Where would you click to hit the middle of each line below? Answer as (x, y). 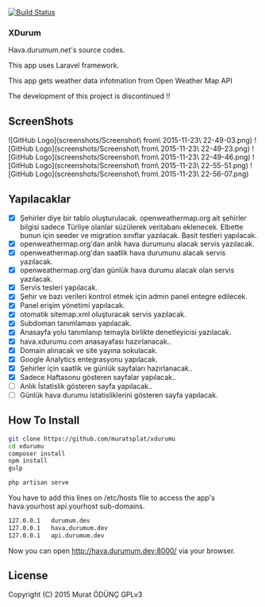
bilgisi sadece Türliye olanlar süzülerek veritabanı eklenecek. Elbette (131, 227)
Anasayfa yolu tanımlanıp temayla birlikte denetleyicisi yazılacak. (125, 332)
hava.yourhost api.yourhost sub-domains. (77, 506)
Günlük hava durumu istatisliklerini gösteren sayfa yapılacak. (119, 395)
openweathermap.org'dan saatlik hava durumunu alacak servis (123, 253)
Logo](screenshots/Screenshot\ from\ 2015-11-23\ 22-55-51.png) (142, 166)
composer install (37, 453)
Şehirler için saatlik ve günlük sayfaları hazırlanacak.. (106, 368)
